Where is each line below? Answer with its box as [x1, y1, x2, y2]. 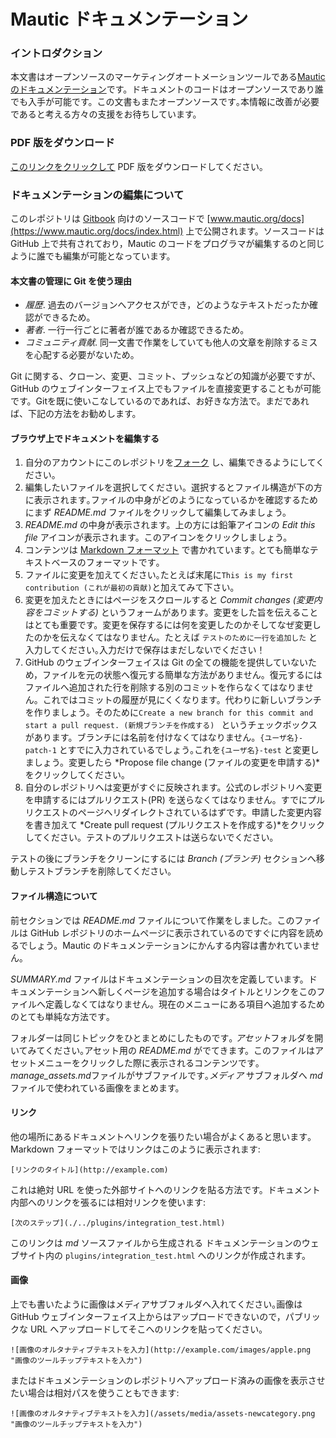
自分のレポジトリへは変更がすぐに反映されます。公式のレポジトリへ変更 [24, 781, 323, 794]
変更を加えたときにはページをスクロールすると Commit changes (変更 [24, 594, 314, 606]
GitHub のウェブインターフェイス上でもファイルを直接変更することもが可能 [10, 383, 322, 395]
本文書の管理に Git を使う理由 [10, 275, 133, 287]
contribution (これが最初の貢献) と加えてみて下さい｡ [24, 581, 235, 594]
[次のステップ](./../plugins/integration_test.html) [10, 1218, 226, 1228]
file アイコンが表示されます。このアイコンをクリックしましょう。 [24, 531, 293, 544]
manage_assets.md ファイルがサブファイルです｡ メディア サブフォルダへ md [10, 1069, 323, 1081]
